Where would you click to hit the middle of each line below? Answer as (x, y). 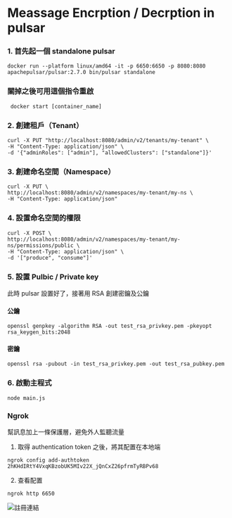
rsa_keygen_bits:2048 (39, 332)
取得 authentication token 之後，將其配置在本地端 (89, 447)
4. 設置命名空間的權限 (44, 218)
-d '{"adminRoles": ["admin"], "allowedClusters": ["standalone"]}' (110, 153)
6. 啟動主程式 (30, 383)
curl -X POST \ (30, 233)
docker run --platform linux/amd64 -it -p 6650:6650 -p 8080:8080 (107, 66)
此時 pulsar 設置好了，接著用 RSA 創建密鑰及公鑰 (78, 293)
